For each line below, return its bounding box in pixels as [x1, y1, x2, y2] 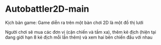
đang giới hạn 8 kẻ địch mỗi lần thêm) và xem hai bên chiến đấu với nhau [5, 34, 153, 40]
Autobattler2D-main [5, 3, 89, 15]
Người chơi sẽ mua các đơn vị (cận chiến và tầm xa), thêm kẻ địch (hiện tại [5, 29, 156, 35]
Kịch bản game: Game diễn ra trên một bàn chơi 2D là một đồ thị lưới [5, 20, 144, 25]
